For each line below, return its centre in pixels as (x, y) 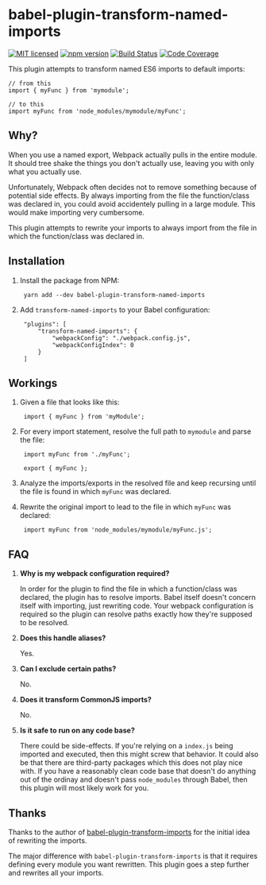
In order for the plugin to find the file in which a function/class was (128, 589)
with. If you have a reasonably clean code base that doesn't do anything (138, 771)
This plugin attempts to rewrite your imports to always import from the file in (133, 227)
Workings (33, 383)
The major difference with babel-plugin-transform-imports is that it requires (133, 856)
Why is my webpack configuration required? (94, 574)
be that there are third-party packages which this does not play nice (131, 763)
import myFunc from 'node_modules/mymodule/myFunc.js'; (118, 530)
